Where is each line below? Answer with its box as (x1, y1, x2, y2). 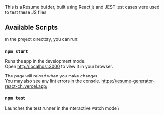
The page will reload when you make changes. (5, 73, 99, 79)
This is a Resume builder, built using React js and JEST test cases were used (5, 4, 160, 10)
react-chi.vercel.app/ (5, 83, 48, 89)
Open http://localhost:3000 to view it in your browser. (5, 63, 114, 70)
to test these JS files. (5, 9, 48, 15)
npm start (5, 48, 28, 54)
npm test (5, 96, 26, 101)
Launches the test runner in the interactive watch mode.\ (5, 105, 120, 111)
